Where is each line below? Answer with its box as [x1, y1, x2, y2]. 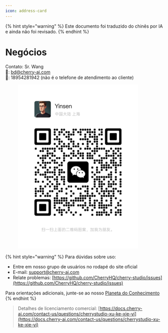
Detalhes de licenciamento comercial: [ [17, 305, 100, 311]
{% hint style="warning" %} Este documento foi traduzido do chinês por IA [5, 23, 163, 29]
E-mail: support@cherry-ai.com [12, 269, 80, 276]
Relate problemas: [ [12, 275, 54, 281]
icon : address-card [5, 8, 47, 13]
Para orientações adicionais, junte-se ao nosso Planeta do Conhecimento [5, 290, 160, 296]
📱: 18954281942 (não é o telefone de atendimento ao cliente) [5, 74, 134, 81]
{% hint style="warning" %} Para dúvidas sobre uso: [5, 254, 116, 260]
